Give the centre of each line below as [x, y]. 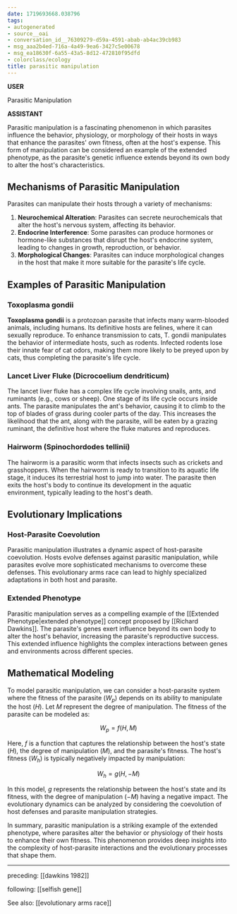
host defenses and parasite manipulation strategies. [83, 811]
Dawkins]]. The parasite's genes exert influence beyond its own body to [112, 628]
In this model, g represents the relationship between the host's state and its [117, 789]
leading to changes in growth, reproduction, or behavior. [99, 248]
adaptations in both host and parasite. [62, 580]
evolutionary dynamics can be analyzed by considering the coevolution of [115, 804]
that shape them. [32, 855]
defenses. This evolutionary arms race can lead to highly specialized [107, 573]
